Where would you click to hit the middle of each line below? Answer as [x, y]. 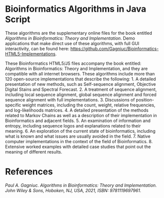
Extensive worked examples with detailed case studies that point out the [78, 147]
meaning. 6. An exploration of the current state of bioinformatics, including [80, 131]
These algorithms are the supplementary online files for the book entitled [79, 33]
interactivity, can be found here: [37, 49]
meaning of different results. [34, 152]
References [29, 172]
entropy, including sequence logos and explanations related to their [73, 125]
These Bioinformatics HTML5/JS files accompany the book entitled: [73, 63]
